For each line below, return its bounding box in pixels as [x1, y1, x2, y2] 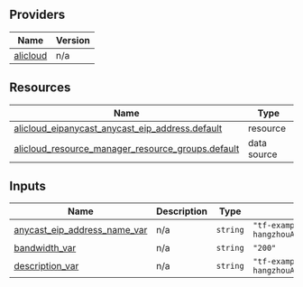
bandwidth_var [14, 242, 77, 255]
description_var [14, 260, 79, 273]
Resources [9, 80, 71, 96]
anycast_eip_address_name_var [14, 224, 148, 236]
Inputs [9, 179, 47, 194]
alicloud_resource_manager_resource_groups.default [14, 142, 240, 154]
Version [55, 33, 90, 46]
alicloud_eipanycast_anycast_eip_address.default [14, 122, 223, 134]
